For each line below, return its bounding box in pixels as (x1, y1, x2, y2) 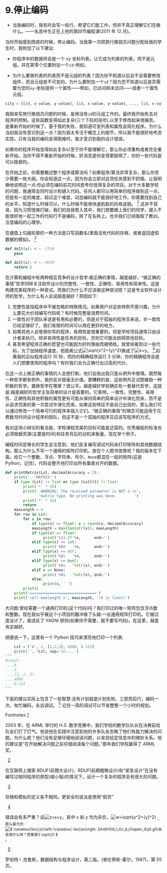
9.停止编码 (5, 4, 49, 16)
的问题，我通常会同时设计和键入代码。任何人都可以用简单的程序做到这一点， (5, 188, 162, 194)
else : (31, 577, 43, 582)
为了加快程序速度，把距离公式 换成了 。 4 (21, 347, 155, 353)
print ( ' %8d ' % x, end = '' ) (43, 544, 110, 549)
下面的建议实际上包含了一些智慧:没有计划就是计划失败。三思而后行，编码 (5, 696, 155, 701)
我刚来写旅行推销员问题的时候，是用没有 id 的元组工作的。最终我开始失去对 (5, 111, 158, 117)
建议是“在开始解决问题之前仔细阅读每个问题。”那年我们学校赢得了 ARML (9, 741, 156, 747)
